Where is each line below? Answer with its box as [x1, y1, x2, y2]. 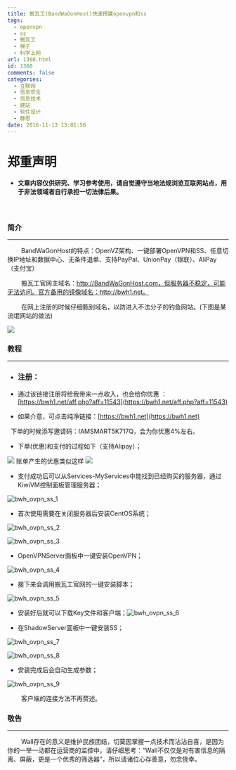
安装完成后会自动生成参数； [17, 665, 98, 674]
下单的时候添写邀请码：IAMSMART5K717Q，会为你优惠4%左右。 [10, 427, 199, 435]
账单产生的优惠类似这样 [15, 456, 84, 465]
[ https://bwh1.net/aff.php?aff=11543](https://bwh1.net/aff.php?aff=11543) [17, 397, 228, 406]
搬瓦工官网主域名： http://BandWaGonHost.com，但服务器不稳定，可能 [20, 279, 226, 288]
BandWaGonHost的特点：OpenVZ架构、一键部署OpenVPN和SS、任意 [20, 247, 223, 255]
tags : [7, 17, 23, 24]
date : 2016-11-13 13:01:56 [7, 121, 86, 129]
